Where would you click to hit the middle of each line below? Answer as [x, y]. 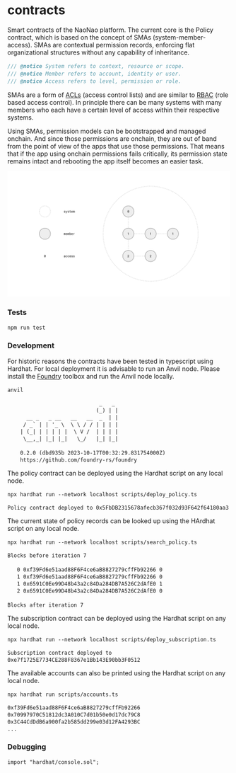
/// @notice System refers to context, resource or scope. [96, 66]
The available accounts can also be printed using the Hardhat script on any [117, 673]
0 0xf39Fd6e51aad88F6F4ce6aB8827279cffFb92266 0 [89, 569]
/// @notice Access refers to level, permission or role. [94, 81]
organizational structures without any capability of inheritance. [98, 52]
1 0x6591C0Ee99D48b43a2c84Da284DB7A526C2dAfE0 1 [89, 584]
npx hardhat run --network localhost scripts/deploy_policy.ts [102, 494]
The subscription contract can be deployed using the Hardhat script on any [117, 618]
